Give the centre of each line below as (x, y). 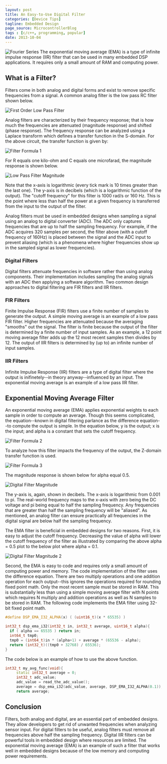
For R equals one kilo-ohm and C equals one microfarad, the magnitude (78, 160)
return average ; (33, 691)
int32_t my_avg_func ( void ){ (34, 668)
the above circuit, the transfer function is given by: (57, 141)
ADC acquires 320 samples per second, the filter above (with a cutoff (76, 232)
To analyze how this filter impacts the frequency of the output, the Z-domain (83, 451)
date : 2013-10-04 (23, 38)
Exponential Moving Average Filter (60, 398)
